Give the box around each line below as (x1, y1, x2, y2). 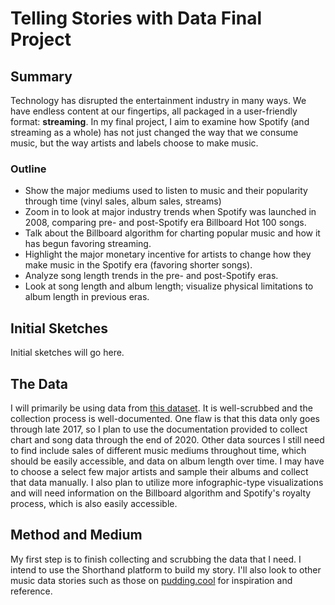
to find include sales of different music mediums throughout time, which (10, 444, 307, 456)
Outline (10, 162, 47, 176)
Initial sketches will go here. (10, 347, 125, 359)
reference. (10, 585, 53, 597)
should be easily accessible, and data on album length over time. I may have (10, 455, 325, 467)
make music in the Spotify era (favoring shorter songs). (24, 259, 253, 271)
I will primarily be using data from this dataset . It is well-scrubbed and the (10, 402, 313, 414)
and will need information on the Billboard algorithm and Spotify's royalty (10, 487, 312, 499)
